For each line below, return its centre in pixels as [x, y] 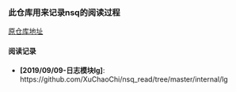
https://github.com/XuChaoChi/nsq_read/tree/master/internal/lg [124, 79]
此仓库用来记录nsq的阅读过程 [64, 12]
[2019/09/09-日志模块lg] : [62, 70]
